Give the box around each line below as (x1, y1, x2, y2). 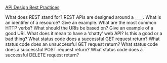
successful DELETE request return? (5, 52, 79, 58)
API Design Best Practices (5, 5, 60, 10)
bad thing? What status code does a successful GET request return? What (5, 36, 160, 42)
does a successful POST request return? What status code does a (5, 47, 143, 52)
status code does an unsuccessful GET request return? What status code (5, 41, 158, 47)
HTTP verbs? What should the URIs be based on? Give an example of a (5, 25, 153, 31)
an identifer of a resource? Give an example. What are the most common (5, 20, 157, 25)
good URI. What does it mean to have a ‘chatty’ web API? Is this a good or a (5, 30, 162, 36)
